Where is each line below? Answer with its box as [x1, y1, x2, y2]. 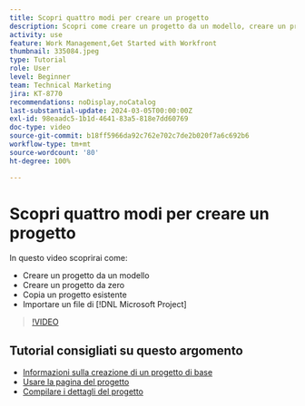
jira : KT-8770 [9, 89, 64, 98]
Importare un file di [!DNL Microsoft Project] [22, 299, 188, 310]
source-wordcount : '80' [9, 148, 100, 157]
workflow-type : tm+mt [9, 140, 92, 149]
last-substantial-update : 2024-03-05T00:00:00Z [9, 106, 193, 115]
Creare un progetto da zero [22, 280, 125, 291]
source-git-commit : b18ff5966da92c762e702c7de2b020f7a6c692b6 [9, 131, 250, 140]
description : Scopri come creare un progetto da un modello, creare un [9, 22, 286, 31]
